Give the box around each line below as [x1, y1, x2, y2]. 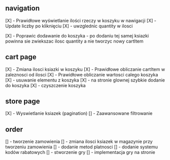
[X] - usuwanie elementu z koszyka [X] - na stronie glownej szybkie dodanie [5, 77, 165, 83]
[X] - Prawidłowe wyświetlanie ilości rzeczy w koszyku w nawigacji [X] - [5, 17, 156, 23]
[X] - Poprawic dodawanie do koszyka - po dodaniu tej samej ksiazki [5, 32, 149, 38]
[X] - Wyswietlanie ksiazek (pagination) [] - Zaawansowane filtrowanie [5, 110, 153, 116]
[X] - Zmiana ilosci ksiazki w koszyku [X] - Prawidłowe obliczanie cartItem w [5, 66, 165, 72]
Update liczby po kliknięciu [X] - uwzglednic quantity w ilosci [5, 23, 133, 29]
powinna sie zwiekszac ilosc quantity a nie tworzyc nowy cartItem [5, 38, 144, 44]
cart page [5, 53, 37, 61]
